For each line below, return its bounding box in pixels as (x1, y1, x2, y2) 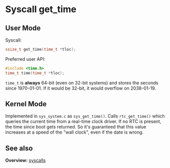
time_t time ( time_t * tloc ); (5, 70, 65, 75)
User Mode (5, 24, 41, 32)
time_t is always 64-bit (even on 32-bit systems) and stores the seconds (5, 79, 159, 86)
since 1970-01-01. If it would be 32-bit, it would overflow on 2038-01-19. (5, 85, 156, 91)
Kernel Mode (5, 100, 47, 108)
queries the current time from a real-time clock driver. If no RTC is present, (5, 118, 161, 124)
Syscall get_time (5, 4, 77, 15)
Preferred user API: (5, 56, 46, 62)
